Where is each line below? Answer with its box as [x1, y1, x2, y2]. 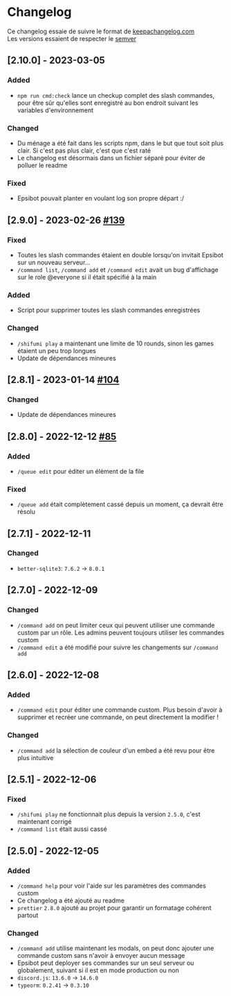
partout [17, 911, 39, 919]
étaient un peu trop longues [17, 346, 97, 354]
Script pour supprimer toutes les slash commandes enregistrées [17, 306, 201, 314]
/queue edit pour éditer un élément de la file [17, 467, 145, 475]
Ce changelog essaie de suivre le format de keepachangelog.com [7, 27, 195, 35]
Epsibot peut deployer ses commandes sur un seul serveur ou [17, 959, 194, 968]
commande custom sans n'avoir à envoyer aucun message [17, 952, 185, 960]
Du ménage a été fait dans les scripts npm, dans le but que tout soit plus [17, 139, 223, 147]
